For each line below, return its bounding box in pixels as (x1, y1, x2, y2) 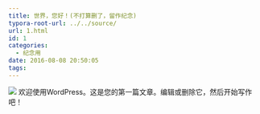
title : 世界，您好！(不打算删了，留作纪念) (8, 11, 137, 20)
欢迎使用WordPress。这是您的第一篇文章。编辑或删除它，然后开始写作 (18, 87, 252, 96)
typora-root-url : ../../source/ (8, 19, 117, 27)
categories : (8, 42, 48, 50)
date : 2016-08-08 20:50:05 (8, 57, 99, 65)
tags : (8, 64, 27, 72)
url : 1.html (8, 26, 48, 35)
